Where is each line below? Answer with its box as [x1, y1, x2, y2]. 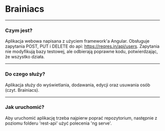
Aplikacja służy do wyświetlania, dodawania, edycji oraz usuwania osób [5, 82, 151, 88]
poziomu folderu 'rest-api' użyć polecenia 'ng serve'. [5, 120, 112, 126]
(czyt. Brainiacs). [5, 87, 39, 93]
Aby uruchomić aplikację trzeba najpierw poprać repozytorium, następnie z [5, 115, 158, 121]
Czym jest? [5, 27, 33, 34]
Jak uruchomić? [5, 104, 45, 111]
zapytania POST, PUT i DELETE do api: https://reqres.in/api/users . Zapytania [5, 43, 160, 50]
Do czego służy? [5, 71, 46, 78]
